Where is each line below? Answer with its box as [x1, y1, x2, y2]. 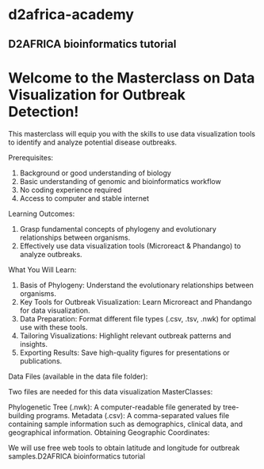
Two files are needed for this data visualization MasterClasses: [8, 386, 213, 396]
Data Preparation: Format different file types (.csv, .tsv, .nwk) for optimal [19, 313, 256, 323]
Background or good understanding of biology [19, 168, 172, 178]
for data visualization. [19, 306, 90, 315]
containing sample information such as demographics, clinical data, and [8, 419, 243, 429]
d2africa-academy [8, 6, 135, 24]
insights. [19, 339, 48, 348]
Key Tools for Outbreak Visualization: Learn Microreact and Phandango [19, 297, 252, 306]
